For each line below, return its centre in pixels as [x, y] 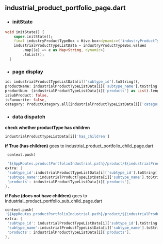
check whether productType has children [48, 127]
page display [28, 72]
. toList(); [33, 55]
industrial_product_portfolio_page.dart [65, 8]
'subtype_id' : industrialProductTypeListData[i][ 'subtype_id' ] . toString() [83, 173]
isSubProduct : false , [27, 95]
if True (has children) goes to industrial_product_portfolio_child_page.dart [79, 146]
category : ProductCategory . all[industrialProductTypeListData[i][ [73, 104]
